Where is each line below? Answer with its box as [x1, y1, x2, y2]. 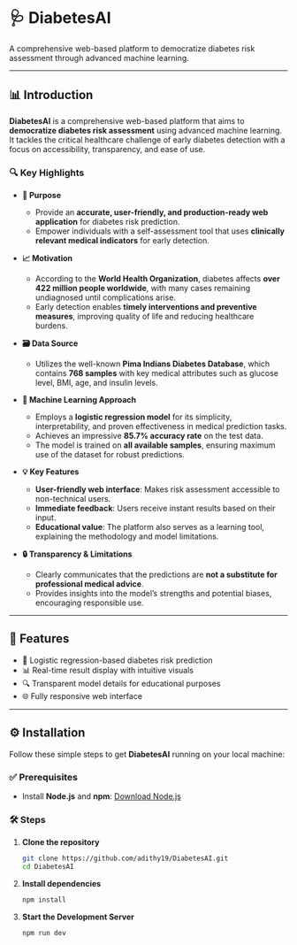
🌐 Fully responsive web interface [21, 690, 143, 701]
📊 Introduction [9, 88, 94, 103]
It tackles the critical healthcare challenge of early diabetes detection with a [9, 134, 286, 145]
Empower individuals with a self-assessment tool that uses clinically [34, 226, 286, 236]
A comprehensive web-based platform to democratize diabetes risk [9, 42, 255, 54]
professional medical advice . [34, 579, 144, 589]
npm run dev [21, 928, 66, 937]
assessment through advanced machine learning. [9, 52, 190, 63]
